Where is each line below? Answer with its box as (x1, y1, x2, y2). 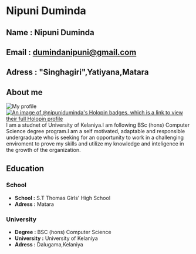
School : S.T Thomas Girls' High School (14, 194, 110, 201)
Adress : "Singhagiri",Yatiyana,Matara (6, 67, 149, 77)
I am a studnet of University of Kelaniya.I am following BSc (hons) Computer (6, 121, 190, 128)
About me (6, 87, 43, 97)
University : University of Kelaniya (14, 235, 98, 242)
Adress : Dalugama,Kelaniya (14, 241, 83, 248)
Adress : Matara (14, 201, 55, 208)
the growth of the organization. (6, 147, 81, 154)
